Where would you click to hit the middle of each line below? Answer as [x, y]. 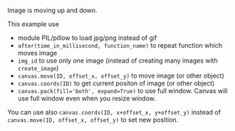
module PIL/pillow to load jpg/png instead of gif [87, 38]
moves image [37, 53]
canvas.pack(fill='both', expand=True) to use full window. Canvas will [122, 91]
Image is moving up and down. [52, 10]
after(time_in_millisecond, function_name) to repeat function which [120, 45]
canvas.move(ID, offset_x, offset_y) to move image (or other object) [121, 75]
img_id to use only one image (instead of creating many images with [118, 61]
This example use [33, 24]
